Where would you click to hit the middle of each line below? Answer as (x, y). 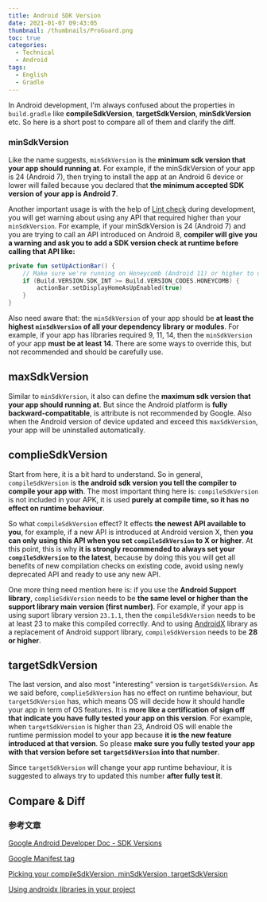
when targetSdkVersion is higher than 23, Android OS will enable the (120, 727)
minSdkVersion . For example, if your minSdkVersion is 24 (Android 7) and (127, 226)
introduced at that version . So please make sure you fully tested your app (132, 744)
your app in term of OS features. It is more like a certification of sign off (127, 710)
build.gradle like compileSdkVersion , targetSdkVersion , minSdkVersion (130, 113)
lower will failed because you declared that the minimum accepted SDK (126, 185)
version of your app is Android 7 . (63, 193)
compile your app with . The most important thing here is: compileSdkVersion (133, 491)
